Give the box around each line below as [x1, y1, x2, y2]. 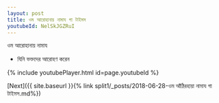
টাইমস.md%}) [7, 89, 41, 98]
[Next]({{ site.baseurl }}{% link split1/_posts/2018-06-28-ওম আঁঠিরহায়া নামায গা [7, 82, 212, 90]
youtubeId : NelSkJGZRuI [7, 23, 75, 29]
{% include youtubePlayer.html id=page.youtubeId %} [7, 69, 159, 77]
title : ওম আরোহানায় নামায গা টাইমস [7, 16, 86, 23]
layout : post [7, 10, 44, 17]
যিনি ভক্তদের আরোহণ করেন [16, 55, 70, 63]
